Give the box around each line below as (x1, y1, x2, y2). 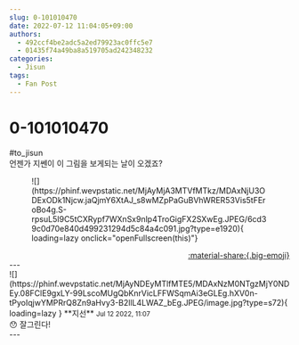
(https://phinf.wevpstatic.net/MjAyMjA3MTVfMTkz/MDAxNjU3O (31, 185, 266, 196)
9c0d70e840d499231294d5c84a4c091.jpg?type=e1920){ (31, 223, 245, 234)
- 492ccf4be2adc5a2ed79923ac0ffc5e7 (17, 37, 153, 47)
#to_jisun (9, 147, 44, 158)
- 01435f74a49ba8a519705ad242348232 (17, 46, 153, 55)
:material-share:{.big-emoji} (188, 250, 290, 260)
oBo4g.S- (31, 204, 68, 215)
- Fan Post (17, 79, 58, 88)
